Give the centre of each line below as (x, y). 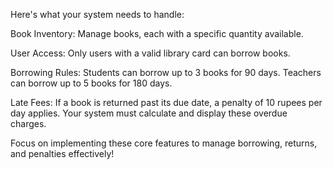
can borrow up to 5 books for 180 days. (91, 83)
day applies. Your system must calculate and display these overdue (149, 113)
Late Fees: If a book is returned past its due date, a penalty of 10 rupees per (166, 102)
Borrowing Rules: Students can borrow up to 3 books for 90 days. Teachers (166, 72)
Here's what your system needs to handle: (97, 14)
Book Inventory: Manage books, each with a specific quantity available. (157, 33)
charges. (28, 123)
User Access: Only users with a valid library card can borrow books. (150, 53)
